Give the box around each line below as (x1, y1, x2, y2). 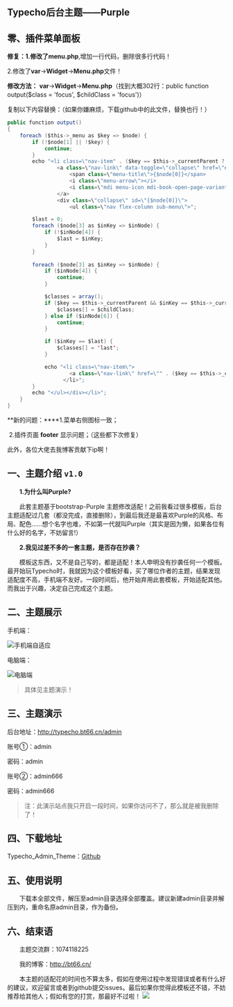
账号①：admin (7, 742, 52, 750)
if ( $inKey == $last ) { (44, 338, 113, 345)
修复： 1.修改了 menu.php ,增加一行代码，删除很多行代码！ (7, 52, 172, 61)
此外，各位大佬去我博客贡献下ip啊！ (7, 445, 110, 454)
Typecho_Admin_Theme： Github (7, 852, 101, 861)
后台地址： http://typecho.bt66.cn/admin (7, 727, 123, 736)
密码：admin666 (7, 786, 55, 795)
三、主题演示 (7, 708, 62, 720)
